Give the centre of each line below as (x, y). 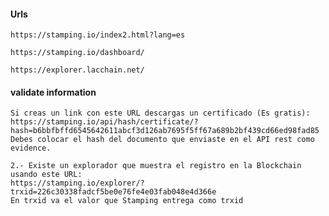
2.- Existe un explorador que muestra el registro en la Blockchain (156, 166)
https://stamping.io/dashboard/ (77, 53)
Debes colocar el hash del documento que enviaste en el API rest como (162, 140)
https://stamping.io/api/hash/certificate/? (104, 122)
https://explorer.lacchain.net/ (77, 70)
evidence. (31, 148)
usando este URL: (46, 175)
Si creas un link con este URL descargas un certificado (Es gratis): (160, 113)
